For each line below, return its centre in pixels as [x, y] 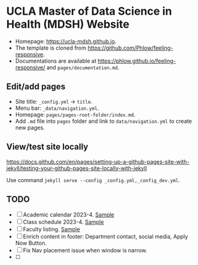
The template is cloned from [51, 48]
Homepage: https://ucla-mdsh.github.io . [66, 41]
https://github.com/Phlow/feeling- [130, 48]
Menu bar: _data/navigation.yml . [57, 108]
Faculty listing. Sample [52, 229]
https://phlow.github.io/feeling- [137, 61]
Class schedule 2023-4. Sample [63, 222]
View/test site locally [47, 147]
